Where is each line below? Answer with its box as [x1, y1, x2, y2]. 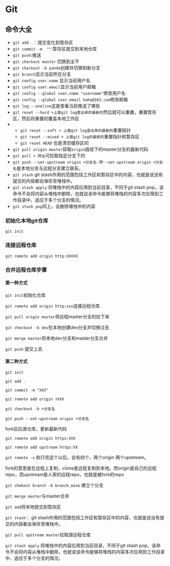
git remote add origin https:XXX [5, 436, 76, 441]
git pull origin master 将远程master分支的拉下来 [5, 313, 110, 320]
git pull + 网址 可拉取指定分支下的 [12, 153, 86, 158]
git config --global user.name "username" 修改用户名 [12, 90, 126, 96]
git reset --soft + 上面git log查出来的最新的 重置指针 [20, 127, 131, 133]
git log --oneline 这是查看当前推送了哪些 [12, 103, 100, 109]
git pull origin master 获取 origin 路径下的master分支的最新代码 [12, 146, 148, 152]
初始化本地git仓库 [5, 217, 49, 224]
